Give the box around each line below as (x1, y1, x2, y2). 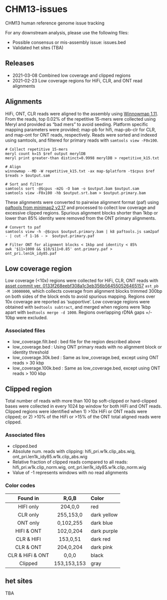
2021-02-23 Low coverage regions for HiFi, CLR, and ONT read (12, 77, 143, 83)
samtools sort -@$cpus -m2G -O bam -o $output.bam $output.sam (5, 186, 140, 191)
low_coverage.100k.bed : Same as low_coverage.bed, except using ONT (12, 365, 161, 371)
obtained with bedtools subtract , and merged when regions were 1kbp (5, 304, 151, 310)
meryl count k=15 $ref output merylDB (5, 151, 86, 156)
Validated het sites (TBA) (12, 44, 64, 50)
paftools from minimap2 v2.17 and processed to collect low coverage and (5, 204, 156, 210)
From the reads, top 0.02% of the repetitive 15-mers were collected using (5, 116, 156, 122)
